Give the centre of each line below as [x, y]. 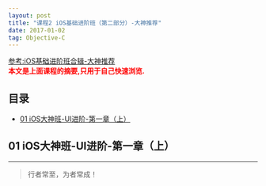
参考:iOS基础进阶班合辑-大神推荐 [62, 61]
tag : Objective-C [37, 38]
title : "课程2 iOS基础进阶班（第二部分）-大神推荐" [85, 23]
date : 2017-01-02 [37, 30]
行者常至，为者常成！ [62, 174]
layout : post [30, 15]
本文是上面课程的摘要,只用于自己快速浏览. [76, 71]
